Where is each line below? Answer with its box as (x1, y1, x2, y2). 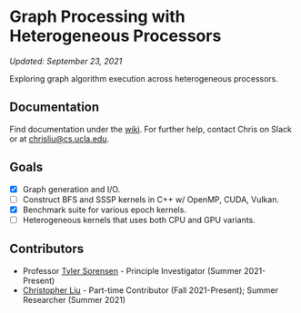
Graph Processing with (9, 6, 186, 27)
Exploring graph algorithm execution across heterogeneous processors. (9, 73, 279, 83)
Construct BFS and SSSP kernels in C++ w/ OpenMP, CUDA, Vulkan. (22, 193, 280, 205)
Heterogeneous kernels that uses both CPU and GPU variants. (22, 214, 256, 225)
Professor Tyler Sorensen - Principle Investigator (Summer (22, 265, 243, 276)
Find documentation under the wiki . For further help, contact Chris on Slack (9, 123, 293, 134)
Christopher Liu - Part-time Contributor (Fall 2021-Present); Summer (22, 284, 279, 296)
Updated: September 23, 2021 (9, 55, 123, 66)
